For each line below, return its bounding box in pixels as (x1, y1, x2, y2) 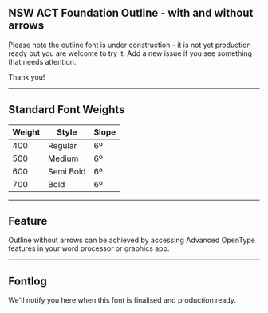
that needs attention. (8, 57, 77, 66)
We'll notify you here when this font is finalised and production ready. (8, 295, 237, 305)
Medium (47, 153, 79, 164)
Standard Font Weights (8, 103, 125, 116)
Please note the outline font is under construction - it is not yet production (8, 40, 251, 49)
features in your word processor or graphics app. (8, 244, 170, 253)
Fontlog (8, 274, 48, 288)
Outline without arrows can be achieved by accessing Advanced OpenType (8, 235, 255, 245)
